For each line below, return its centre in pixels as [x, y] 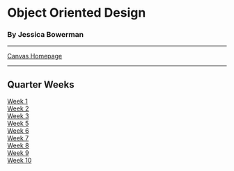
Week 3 [18, 116]
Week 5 [18, 124]
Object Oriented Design [77, 13]
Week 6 [18, 131]
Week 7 [18, 138]
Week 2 [18, 108]
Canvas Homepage [35, 56]
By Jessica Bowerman [46, 35]
